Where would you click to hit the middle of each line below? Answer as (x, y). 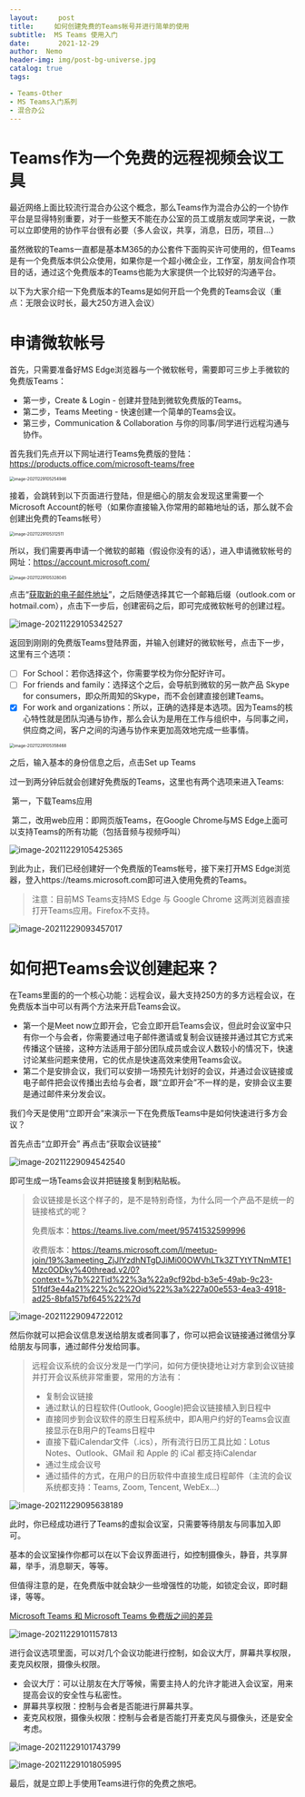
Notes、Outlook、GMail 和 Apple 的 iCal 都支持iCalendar (151, 1453)
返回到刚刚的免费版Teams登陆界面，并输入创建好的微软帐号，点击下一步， (149, 643)
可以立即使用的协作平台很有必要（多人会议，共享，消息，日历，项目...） (144, 230)
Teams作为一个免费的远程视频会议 (138, 158)
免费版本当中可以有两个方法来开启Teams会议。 (98, 1007)
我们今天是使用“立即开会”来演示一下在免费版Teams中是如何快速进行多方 (145, 1113)
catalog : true (36, 69)
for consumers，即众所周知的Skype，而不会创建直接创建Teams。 (146, 696)
